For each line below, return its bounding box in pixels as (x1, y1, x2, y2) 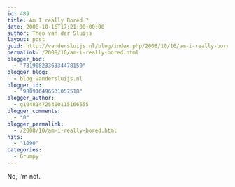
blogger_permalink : (7, 120, 64, 128)
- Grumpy (13, 153, 39, 160)
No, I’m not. (7, 172, 41, 180)
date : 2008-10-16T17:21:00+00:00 (7, 23, 105, 30)
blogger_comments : (7, 107, 61, 114)
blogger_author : (7, 95, 55, 102)
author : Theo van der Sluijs (7, 29, 92, 37)
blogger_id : (7, 82, 42, 89)
